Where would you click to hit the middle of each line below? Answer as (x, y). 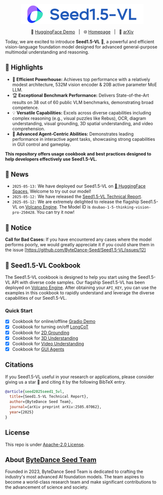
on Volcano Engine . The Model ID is (55, 207)
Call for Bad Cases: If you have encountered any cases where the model (78, 239)
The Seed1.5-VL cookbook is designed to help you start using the (71, 277)
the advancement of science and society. (47, 487)
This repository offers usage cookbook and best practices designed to (78, 154)
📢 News (17, 174)
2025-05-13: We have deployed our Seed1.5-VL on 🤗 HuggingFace (79, 186)
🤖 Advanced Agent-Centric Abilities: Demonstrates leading (73, 134)
